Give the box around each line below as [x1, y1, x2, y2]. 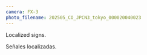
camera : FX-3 [5, 8, 39, 15]
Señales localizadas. [5, 43, 57, 50]
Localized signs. [5, 31, 47, 38]
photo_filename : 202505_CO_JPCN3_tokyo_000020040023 [5, 15, 142, 21]
